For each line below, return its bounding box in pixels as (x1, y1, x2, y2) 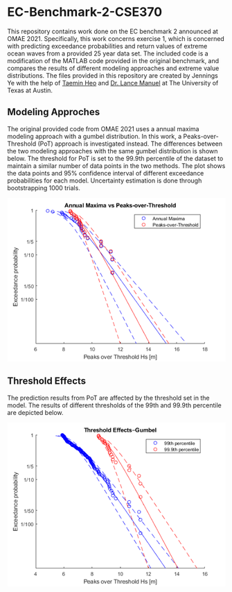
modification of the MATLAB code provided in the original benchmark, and (7, 56, 220, 65)
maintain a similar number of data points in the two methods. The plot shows (7, 161, 226, 170)
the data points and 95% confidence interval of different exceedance (7, 169, 204, 177)
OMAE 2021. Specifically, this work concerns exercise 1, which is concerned (7, 34, 225, 42)
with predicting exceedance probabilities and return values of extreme (7, 42, 208, 50)
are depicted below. (7, 408, 64, 416)
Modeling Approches (7, 106, 100, 118)
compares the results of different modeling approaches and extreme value (7, 64, 220, 72)
